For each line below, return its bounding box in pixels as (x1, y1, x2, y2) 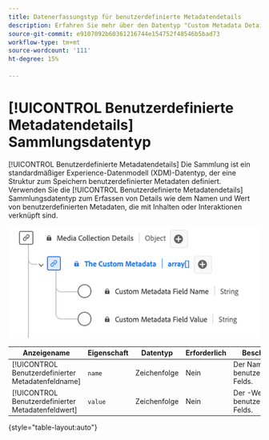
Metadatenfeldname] (11, 377, 82, 386)
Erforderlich (185, 348, 227, 358)
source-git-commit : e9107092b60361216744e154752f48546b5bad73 (8, 30, 220, 38)
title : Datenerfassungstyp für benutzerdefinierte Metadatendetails (8, 13, 242, 21)
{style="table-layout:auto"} (8, 422, 98, 432)
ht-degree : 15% (8, 55, 59, 63)
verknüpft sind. (8, 210, 58, 220)
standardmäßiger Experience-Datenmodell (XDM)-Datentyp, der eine (8, 168, 236, 178)
